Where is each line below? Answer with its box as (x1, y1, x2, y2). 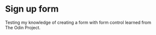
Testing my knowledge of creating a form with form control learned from (5, 19, 151, 25)
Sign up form (5, 3, 59, 15)
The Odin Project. (5, 24, 41, 30)
